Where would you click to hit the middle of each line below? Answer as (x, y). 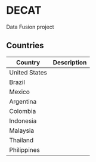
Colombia (23, 111)
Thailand (21, 140)
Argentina (23, 101)
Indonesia (23, 121)
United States (28, 72)
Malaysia (22, 130)
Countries (25, 46)
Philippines (24, 149)
